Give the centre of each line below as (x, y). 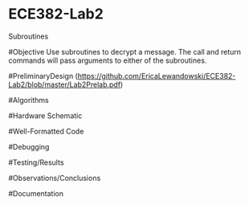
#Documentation (36, 193)
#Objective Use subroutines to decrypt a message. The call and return (125, 51)
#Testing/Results (36, 162)
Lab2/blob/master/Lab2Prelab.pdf (65, 84)
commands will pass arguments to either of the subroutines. (108, 60)
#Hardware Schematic (45, 115)
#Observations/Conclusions (55, 178)
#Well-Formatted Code (46, 131)
